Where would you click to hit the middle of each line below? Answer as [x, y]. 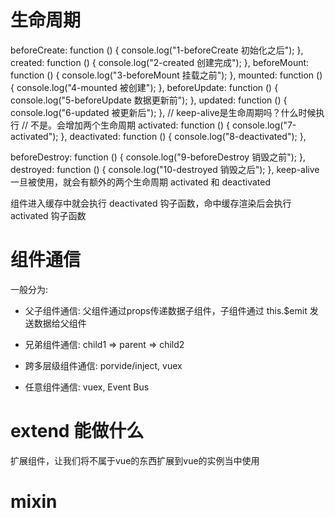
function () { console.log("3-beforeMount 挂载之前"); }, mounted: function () [166, 75]
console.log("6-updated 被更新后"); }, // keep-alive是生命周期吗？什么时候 [163, 112]
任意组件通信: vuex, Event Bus [87, 387]
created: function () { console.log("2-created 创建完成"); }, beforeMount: [160, 62]
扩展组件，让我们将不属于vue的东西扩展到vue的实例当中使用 [135, 460]
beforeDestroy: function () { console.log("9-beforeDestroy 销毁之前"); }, [158, 157]
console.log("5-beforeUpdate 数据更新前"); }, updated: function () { [149, 100]
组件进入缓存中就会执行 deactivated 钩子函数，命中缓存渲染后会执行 [151, 203]
